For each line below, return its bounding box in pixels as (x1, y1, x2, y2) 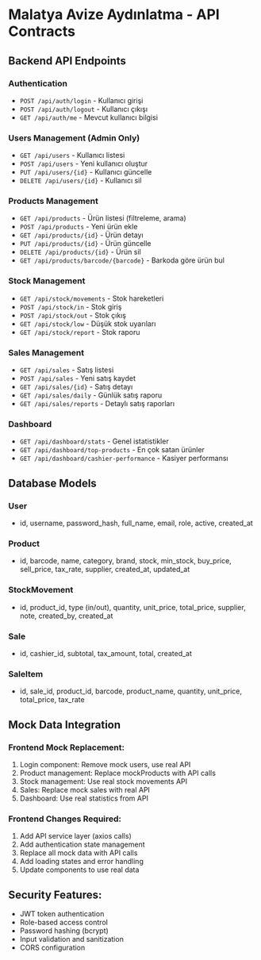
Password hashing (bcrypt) (19, 926, 109, 935)
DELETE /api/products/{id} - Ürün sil (19, 248, 141, 257)
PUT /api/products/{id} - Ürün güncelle (19, 239, 152, 248)
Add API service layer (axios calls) (19, 831, 132, 841)
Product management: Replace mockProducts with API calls (19, 768, 217, 778)
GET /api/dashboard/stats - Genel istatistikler (19, 436, 169, 446)
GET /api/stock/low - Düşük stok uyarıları (19, 319, 156, 328)
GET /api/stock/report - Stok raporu (19, 327, 140, 336)
